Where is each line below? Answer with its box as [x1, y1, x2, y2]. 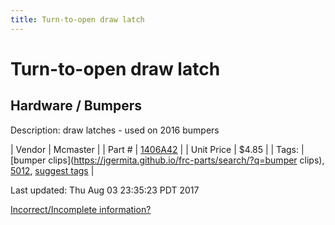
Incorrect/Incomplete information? [10, 203, 152, 215]
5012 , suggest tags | [10, 164, 95, 176]
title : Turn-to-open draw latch [10, 14, 145, 25]
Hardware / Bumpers [10, 97, 142, 115]
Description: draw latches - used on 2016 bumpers [10, 124, 220, 136]
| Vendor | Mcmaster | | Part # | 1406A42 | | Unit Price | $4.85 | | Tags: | [10, 143, 305, 155]
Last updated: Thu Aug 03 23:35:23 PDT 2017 [10, 184, 200, 196]
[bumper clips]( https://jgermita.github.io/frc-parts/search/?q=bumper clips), [10, 154, 325, 166]
